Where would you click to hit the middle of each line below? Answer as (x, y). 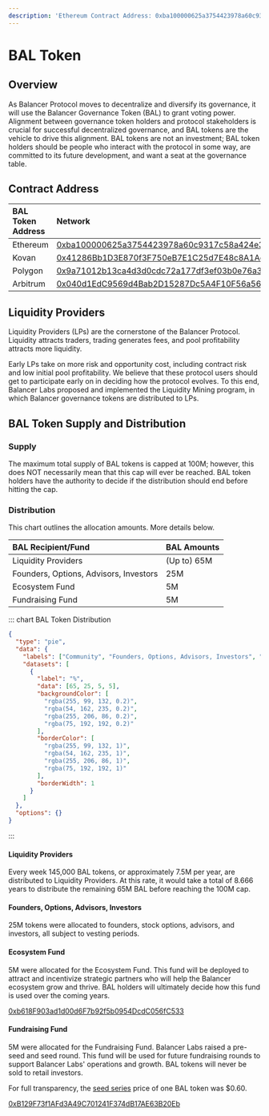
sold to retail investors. (46, 1072)
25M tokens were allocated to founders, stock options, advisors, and (121, 925)
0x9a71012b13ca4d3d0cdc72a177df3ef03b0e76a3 (159, 271)
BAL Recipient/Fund (51, 547)
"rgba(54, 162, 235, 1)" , (87, 754)
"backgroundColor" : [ (73, 694)
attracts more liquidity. (45, 348)
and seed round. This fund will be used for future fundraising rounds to (144, 1055)
